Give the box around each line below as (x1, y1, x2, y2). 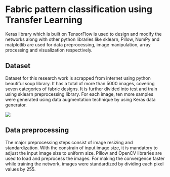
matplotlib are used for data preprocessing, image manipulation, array (5, 41, 151, 47)
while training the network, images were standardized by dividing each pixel (5, 160, 164, 167)
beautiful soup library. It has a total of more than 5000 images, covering (5, 80, 155, 86)
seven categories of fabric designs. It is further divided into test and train (5, 86, 158, 92)
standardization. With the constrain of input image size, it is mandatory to (5, 145, 158, 151)
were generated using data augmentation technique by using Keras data (5, 96, 156, 102)
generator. (5, 102, 27, 108)
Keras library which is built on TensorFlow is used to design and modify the (5, 31, 162, 37)
